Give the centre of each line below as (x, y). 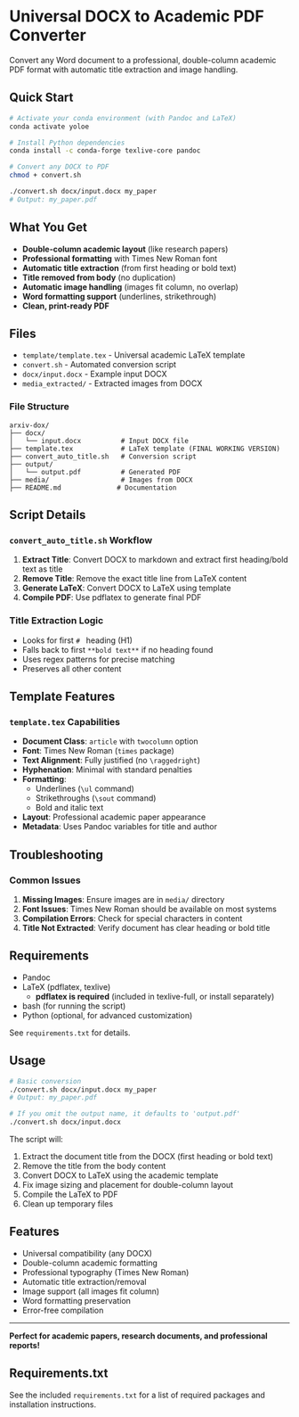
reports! (24, 1345)
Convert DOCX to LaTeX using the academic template (120, 1175)
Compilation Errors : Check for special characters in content (132, 919)
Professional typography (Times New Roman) (105, 1272)
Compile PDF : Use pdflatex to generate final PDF (112, 597)
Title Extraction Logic (57, 621)
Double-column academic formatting (90, 1263)
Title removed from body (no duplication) (99, 277)
